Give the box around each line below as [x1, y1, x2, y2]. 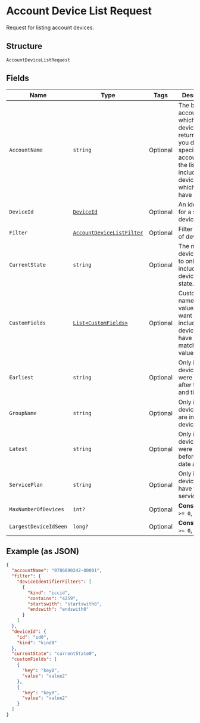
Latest [9, 446, 28, 452]
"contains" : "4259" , [27, 595, 79, 601]
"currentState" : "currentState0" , [11, 651, 97, 657]
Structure [6, 41, 43, 51]
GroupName [9, 410, 37, 416]
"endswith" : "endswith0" [27, 607, 89, 613]
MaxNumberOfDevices [9, 506, 64, 512]
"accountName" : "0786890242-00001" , [11, 568, 102, 574]
